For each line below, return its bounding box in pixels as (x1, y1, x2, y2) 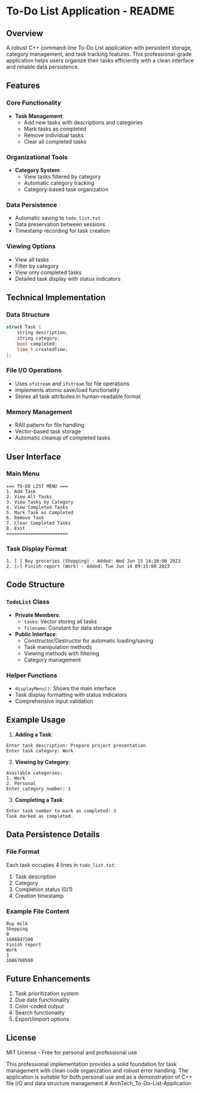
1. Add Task (6, 488, 36, 494)
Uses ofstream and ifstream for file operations (14, 380, 130, 387)
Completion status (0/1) (14, 886, 73, 893)
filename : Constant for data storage (23, 624, 112, 631)
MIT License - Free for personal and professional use (6, 1049, 138, 1056)
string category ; (17, 335, 60, 341)
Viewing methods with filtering (23, 649, 99, 657)
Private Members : (14, 611, 61, 619)
